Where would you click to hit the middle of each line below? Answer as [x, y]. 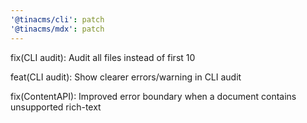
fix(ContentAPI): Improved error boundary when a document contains [153, 96]
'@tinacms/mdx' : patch [57, 29]
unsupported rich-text [56, 107]
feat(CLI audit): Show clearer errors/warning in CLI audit [126, 77]
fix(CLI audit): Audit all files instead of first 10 [103, 57]
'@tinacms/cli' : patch [57, 19]
